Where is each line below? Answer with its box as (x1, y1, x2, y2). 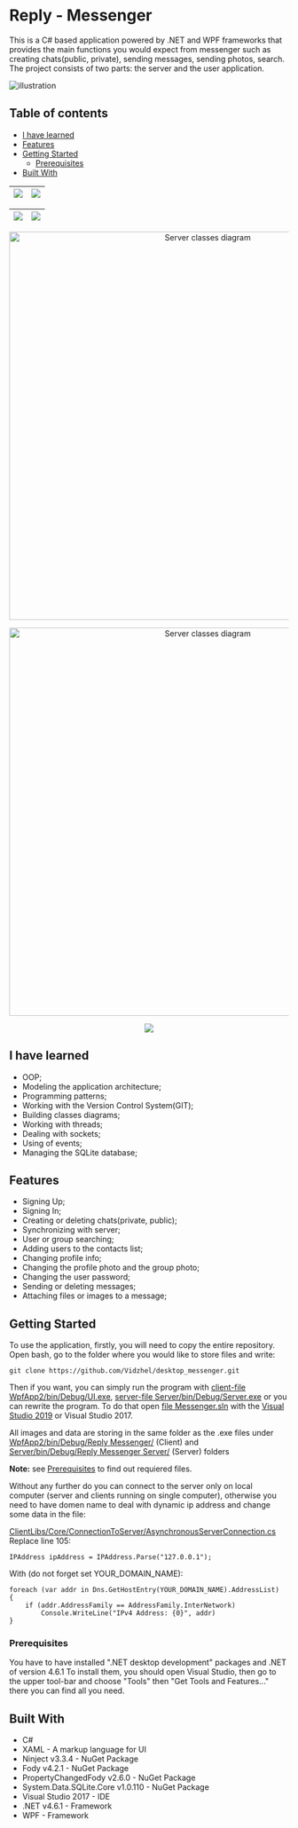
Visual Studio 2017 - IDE (21, 1792, 111, 1802)
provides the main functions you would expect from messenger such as (9, 43, 271, 54)
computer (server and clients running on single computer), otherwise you (9, 1490, 277, 1501)
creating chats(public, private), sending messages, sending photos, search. (9, 53, 286, 64)
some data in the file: (9, 1509, 86, 1520)
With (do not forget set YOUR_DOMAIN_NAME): (9, 1568, 184, 1580)
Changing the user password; (21, 1272, 130, 1282)
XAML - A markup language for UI (21, 1745, 147, 1755)
